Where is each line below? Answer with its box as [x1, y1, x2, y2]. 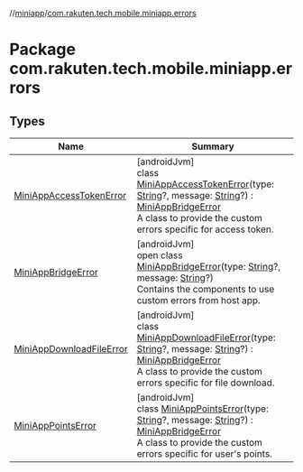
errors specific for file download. [136, 376, 275, 389]
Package [9, 40, 77, 60]
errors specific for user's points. [136, 448, 273, 459]
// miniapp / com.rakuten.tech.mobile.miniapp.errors [9, 8, 197, 18]
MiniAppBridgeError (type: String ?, [136, 261, 281, 273]
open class [136, 249, 183, 261]
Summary [191, 140, 234, 153]
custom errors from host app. [136, 294, 262, 306]
